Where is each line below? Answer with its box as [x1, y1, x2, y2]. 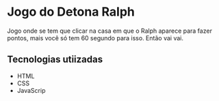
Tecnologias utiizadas [7, 54, 103, 66]
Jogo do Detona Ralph [7, 4, 136, 20]
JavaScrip [16, 86, 46, 94]
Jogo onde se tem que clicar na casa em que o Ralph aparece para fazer [7, 27, 212, 35]
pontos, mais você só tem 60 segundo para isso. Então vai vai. [7, 33, 183, 42]
